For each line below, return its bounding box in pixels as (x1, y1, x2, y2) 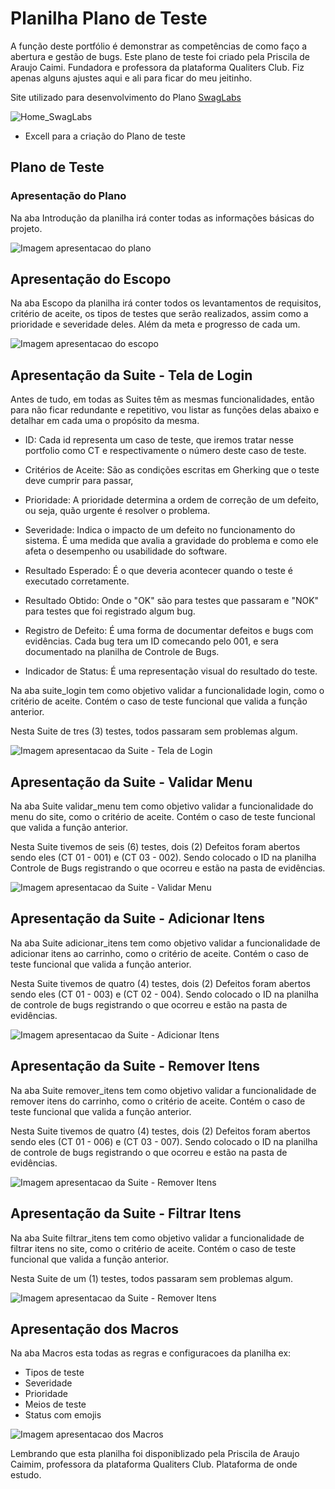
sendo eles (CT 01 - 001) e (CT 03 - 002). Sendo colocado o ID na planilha (10, 852, 317, 864)
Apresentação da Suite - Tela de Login (10, 367, 253, 384)
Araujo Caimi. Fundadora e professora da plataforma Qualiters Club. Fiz (10, 61, 305, 73)
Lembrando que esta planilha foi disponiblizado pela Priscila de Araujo (10, 1448, 300, 1460)
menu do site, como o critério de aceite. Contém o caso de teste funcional (10, 811, 316, 823)
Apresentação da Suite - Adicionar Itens (10, 910, 265, 927)
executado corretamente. (24, 575, 130, 587)
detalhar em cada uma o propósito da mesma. (10, 415, 200, 427)
